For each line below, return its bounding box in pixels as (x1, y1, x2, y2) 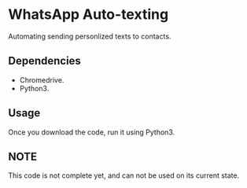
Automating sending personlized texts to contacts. (8, 31, 171, 41)
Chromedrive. (19, 75, 65, 84)
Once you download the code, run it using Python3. (8, 127, 175, 137)
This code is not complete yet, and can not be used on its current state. (8, 171, 240, 180)
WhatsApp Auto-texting (8, 6, 169, 24)
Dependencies (8, 54, 81, 68)
